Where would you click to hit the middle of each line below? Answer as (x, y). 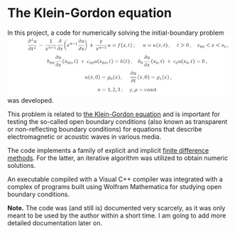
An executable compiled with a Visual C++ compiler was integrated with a (115, 179)
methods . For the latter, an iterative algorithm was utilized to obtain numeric (118, 158)
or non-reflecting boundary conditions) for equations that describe (105, 129)
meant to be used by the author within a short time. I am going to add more (117, 215)
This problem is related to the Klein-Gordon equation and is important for (114, 114)
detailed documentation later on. (55, 223)
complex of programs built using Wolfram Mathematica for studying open (115, 186)
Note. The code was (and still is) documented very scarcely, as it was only (116, 208)
